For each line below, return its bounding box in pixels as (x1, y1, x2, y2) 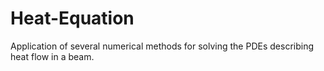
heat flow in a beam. (10, 50, 95, 62)
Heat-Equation (10, 7, 135, 30)
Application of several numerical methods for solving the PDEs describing (10, 40, 314, 52)
